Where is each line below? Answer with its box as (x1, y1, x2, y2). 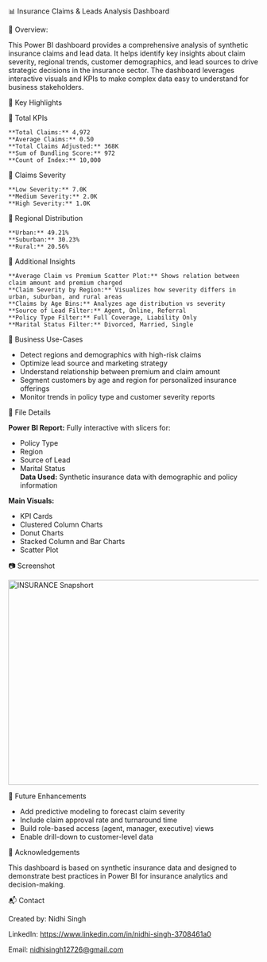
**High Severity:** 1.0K (8, 199, 91, 207)
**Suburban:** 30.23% (8, 236, 80, 244)
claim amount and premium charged (8, 279, 123, 287)
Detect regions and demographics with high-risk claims (19, 350, 202, 359)
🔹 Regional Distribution (8, 214, 83, 222)
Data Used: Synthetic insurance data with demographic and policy (19, 472, 238, 481)
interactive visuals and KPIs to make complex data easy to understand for (8, 74, 249, 83)
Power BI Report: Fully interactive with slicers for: (8, 423, 171, 432)
